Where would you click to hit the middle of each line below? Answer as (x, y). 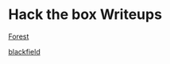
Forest (19, 36)
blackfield (25, 51)
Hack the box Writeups (85, 15)
